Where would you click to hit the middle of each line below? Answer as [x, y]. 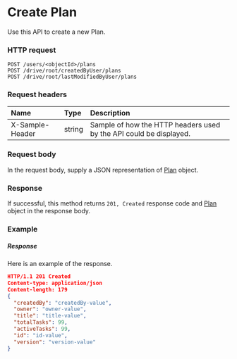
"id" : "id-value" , [41, 335]
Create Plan [42, 12]
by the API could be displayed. [140, 133]
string [73, 129]
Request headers [37, 94]
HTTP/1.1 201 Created [39, 277]
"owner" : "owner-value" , [50, 309]
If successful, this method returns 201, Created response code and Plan [112, 203]
